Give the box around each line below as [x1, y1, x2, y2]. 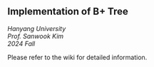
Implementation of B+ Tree [7, 6, 128, 18]
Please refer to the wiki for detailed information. [7, 53, 148, 61]
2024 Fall [7, 39, 36, 48]
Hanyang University [7, 24, 66, 32]
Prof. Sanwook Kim [7, 32, 64, 40]
